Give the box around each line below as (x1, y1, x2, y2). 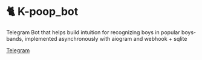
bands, (6, 35, 24, 42)
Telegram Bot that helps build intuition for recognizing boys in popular (6, 28, 180, 36)
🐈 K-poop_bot (6, 5, 79, 19)
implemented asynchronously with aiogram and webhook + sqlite (24, 35, 187, 42)
